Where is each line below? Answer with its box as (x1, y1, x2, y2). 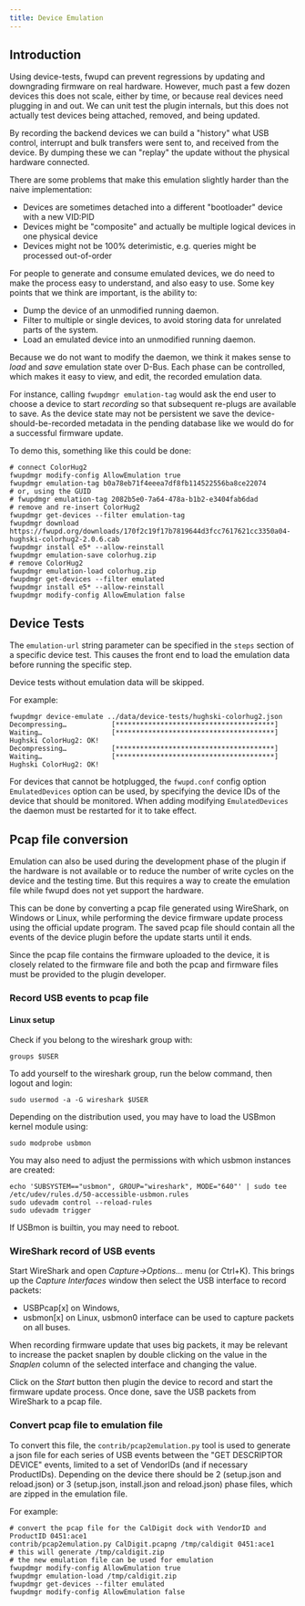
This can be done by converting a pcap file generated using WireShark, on (9, 902, 290, 913)
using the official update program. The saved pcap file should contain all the (9, 923, 296, 933)
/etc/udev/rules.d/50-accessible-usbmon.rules (9, 1190, 189, 1200)
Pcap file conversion (9, 831, 129, 847)
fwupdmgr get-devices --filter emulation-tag (9, 511, 185, 520)
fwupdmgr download (9, 519, 79, 528)
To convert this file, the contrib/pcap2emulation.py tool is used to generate (9, 1439, 291, 1451)
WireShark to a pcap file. (9, 1396, 103, 1407)
